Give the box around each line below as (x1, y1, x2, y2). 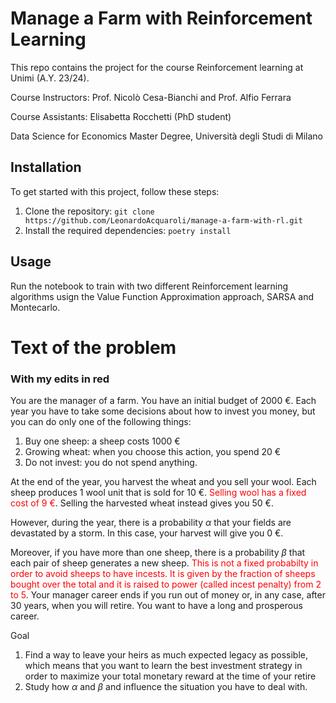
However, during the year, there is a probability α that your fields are (10, 517, 292, 529)
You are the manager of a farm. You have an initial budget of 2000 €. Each (10, 395, 317, 407)
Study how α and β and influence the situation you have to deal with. (24, 681, 308, 693)
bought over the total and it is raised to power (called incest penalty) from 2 (10, 578, 322, 591)
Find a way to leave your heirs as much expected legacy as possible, (24, 649, 308, 661)
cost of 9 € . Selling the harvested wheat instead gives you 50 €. (10, 497, 274, 509)
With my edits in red (10, 372, 110, 386)
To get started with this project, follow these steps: (10, 185, 220, 197)
